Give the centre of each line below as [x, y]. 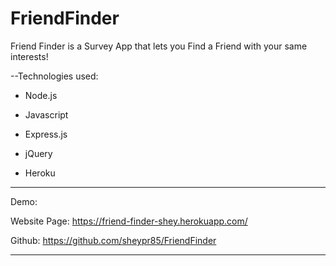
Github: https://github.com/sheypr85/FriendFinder [113, 240]
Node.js [41, 95]
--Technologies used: [54, 76]
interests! [29, 56]
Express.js [46, 134]
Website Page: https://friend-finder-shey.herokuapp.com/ [129, 221]
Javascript [46, 114]
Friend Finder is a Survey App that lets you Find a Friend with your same [159, 46]
